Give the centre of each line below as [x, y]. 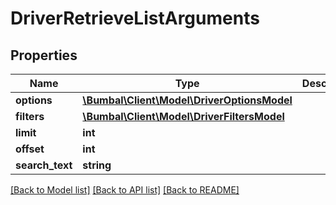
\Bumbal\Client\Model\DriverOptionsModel [187, 100]
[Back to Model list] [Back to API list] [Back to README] [125, 190]
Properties [44, 55]
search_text [44, 165]
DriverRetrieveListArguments [135, 18]
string [97, 165]
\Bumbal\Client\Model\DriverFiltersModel [183, 116]
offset [30, 149]
